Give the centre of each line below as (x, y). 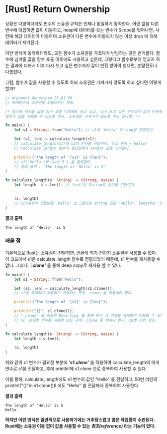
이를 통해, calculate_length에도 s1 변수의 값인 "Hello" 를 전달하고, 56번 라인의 (81, 379)
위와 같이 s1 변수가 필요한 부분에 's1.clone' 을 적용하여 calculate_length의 (78, 363)
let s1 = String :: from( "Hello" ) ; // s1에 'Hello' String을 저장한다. (84, 130)
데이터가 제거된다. (23, 42)
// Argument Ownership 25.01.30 (39, 98)
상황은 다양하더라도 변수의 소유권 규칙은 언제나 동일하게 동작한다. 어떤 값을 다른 (82, 23)
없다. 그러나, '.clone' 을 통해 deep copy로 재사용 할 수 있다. (63, 265)
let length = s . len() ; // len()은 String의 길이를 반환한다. (75, 185)
